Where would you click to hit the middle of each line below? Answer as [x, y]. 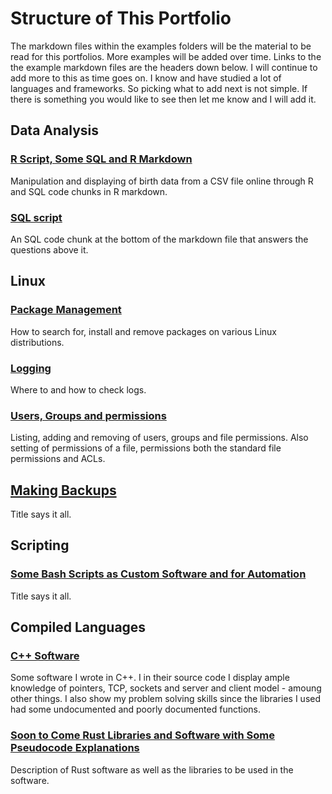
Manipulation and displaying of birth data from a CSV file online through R [162, 181]
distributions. [37, 342]
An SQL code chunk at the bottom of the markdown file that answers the [159, 239]
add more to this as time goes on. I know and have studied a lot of [146, 78]
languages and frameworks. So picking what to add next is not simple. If [159, 88]
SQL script [36, 217]
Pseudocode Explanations [75, 748]
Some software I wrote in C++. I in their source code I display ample [150, 678]
